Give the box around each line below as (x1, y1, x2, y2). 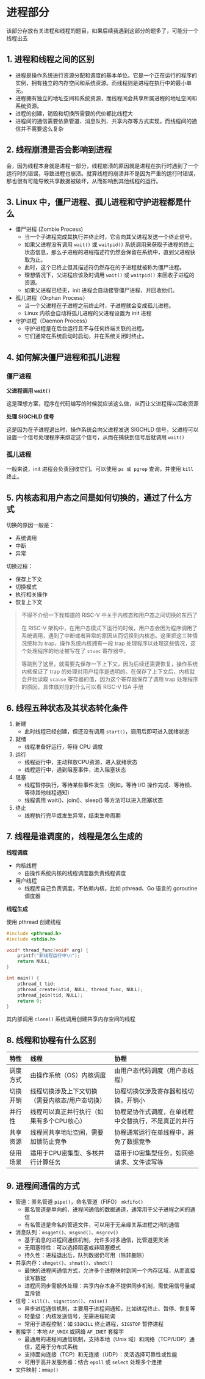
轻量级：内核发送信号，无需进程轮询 (24, 1312, 116, 1320)
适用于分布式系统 (35, 1343, 78, 1350)
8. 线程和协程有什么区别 (6, 1035, 96, 1045)
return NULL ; (17, 958, 51, 965)
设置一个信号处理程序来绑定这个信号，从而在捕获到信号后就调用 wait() (6, 434, 185, 441)
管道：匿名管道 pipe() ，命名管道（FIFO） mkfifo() (15, 1198, 143, 1205)
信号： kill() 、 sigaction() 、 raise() (15, 1297, 108, 1304)
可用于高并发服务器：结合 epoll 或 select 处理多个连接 (24, 1358, 163, 1366)
